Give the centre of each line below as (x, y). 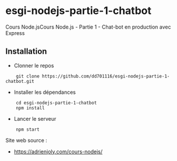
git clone (28, 76)
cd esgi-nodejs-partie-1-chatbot (56, 103)
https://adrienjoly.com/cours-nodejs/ (58, 151)
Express (15, 33)
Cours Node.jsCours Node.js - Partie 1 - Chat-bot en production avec (88, 27)
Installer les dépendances (45, 92)
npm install (30, 108)
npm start (28, 129)
